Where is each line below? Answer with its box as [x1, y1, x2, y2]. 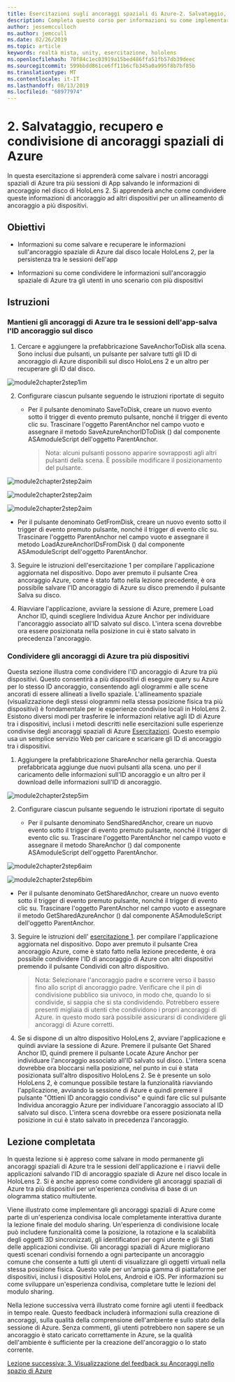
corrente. [7, 1346, 34, 1354]
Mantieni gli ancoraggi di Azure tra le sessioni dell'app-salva [7, 317, 218, 327]
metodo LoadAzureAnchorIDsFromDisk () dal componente [17, 540, 185, 548]
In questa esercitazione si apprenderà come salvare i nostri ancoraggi [7, 172, 208, 180]
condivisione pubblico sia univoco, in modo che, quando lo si [34, 990, 211, 999]
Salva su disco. [17, 590, 62, 599]
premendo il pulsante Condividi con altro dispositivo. [17, 962, 169, 970]
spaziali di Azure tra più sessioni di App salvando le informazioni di [7, 179, 200, 188]
